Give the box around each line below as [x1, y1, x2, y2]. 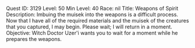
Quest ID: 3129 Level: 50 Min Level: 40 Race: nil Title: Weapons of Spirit [6, 5, 179, 12]
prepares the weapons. [6, 36, 62, 42]
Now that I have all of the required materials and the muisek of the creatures [6, 17, 189, 24]
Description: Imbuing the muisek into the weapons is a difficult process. [6, 11, 179, 18]
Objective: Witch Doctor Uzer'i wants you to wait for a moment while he [6, 29, 178, 36]
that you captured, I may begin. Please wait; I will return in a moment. [6, 23, 172, 30]
